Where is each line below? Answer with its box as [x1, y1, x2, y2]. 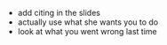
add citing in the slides [17, 8, 100, 18]
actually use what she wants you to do [17, 17, 158, 27]
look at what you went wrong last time [17, 26, 157, 36]
